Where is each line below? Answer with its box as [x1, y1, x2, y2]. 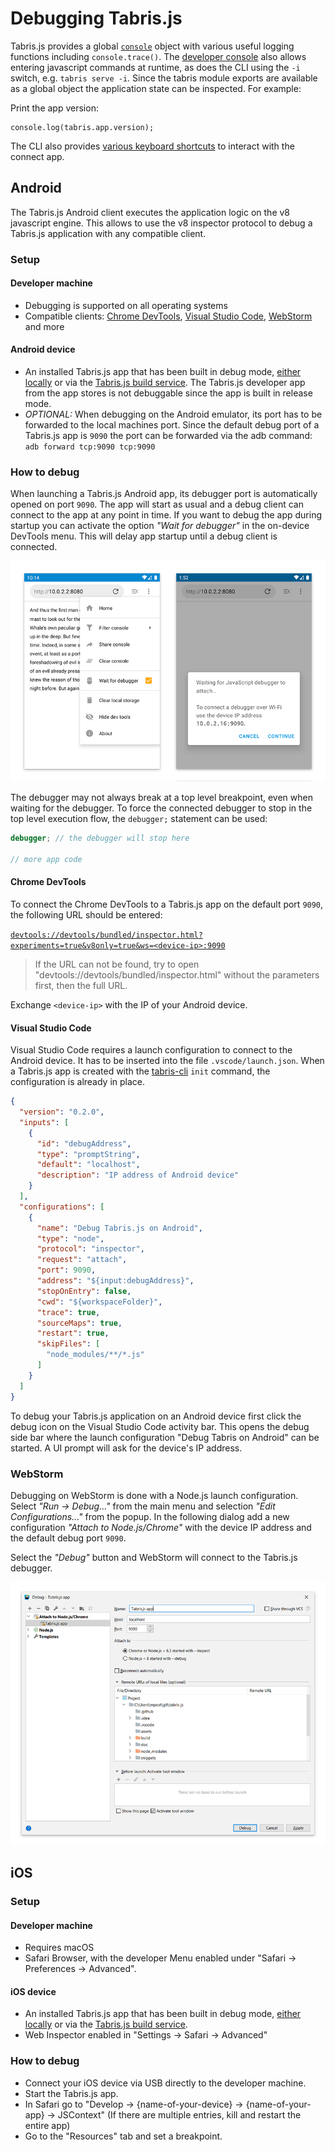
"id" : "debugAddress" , [36, 1138, 132, 1149]
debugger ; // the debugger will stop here [10, 833, 190, 844]
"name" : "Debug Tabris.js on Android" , [36, 1223, 203, 1233]
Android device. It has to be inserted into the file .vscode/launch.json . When [10, 1055, 325, 1067]
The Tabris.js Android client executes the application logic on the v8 [10, 206, 291, 218]
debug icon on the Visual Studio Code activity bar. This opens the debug [10, 1420, 310, 1432]
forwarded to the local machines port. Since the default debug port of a [24, 419, 320, 431]
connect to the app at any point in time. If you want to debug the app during [10, 509, 322, 521]
